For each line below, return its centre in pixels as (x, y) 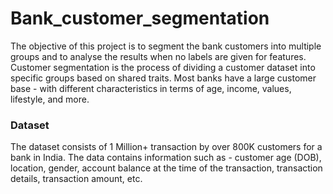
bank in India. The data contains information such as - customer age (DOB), (166, 158)
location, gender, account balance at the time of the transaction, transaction (166, 168)
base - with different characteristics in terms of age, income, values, (151, 88)
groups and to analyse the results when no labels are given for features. (158, 56)
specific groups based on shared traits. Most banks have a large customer (163, 78)
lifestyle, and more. (50, 99)
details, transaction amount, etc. (76, 179)
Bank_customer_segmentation (140, 18)
